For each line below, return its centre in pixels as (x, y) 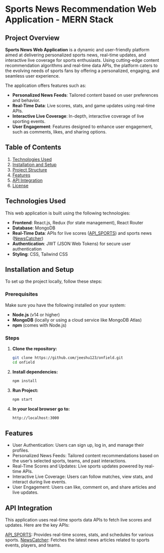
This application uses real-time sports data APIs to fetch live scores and (78, 520)
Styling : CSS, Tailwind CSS (40, 254)
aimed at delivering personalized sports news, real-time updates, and (76, 55)
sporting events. (29, 121)
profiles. (21, 450)
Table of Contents (33, 148)
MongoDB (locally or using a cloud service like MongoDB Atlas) (77, 320)
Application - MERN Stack (59, 20)
